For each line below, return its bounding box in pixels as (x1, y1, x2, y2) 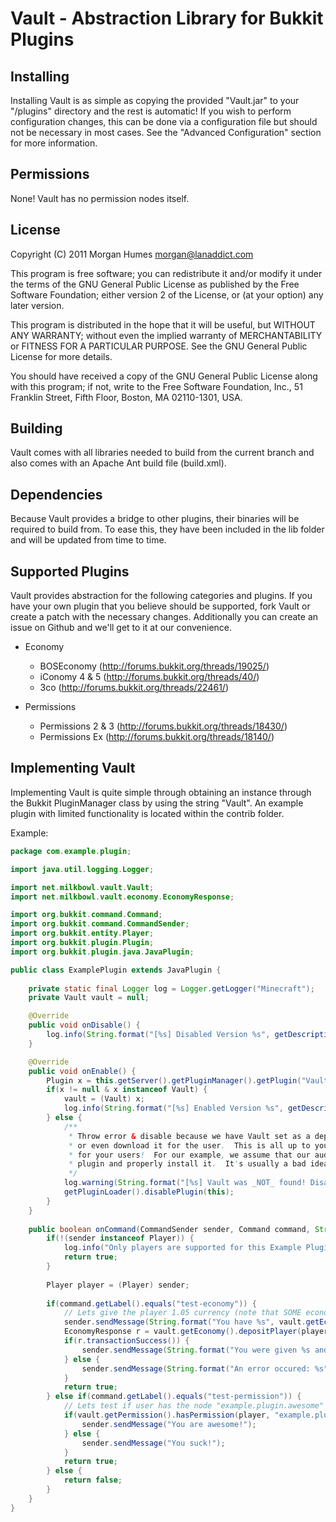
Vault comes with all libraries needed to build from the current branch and (10, 447, 315, 459)
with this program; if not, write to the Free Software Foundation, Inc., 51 (10, 380, 303, 392)
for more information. (10, 137, 98, 149)
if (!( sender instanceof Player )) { (46, 1233, 195, 1244)
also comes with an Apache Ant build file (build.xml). (10, 457, 227, 469)
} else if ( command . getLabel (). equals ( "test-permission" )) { (46, 1392, 302, 1402)
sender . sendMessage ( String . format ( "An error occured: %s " (81, 1363, 329, 1374)
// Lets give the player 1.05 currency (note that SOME (63, 1308, 302, 1318)
